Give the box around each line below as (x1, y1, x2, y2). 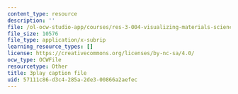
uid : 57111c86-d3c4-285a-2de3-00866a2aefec (7, 76, 138, 83)
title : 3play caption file (7, 69, 87, 76)
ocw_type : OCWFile (7, 57, 62, 64)
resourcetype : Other (7, 63, 69, 70)
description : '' (7, 17, 55, 24)
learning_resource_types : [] (7, 43, 93, 50)
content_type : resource (7, 10, 78, 18)
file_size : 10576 (7, 30, 59, 37)
